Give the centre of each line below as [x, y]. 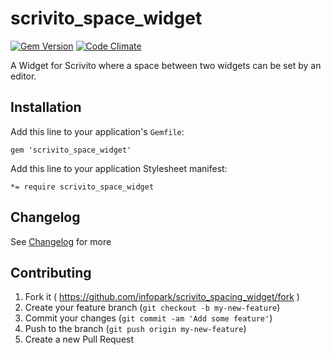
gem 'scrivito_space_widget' [71, 150]
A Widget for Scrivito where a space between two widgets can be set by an [166, 65]
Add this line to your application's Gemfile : [97, 131]
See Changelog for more [61, 241]
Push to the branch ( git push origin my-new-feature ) [135, 329]
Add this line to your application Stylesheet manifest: [119, 168]
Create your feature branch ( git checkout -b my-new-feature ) [152, 308]
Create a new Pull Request [79, 339]
